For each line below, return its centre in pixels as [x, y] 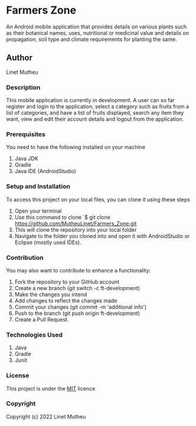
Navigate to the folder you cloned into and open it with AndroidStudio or [102, 236]
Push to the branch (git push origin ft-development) [77, 313]
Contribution [25, 258]
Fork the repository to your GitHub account [67, 282]
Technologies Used [35, 334]
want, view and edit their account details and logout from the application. [95, 119]
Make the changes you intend [51, 294]
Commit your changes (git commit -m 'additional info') [81, 307]
